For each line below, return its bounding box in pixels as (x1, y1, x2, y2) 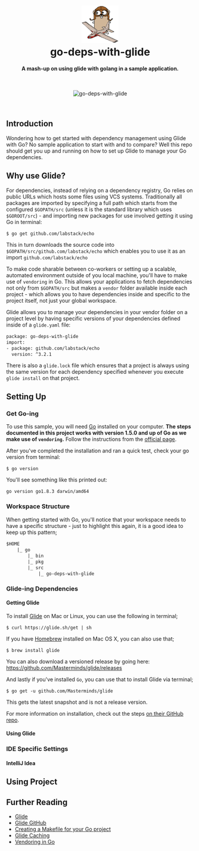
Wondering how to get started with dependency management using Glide (6, 134, 186, 142)
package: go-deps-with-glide (6, 333, 79, 339)
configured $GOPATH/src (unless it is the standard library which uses (6, 206, 172, 213)
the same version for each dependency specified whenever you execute (6, 368, 184, 375)
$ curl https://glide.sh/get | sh (6, 625, 92, 631)
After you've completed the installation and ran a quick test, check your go (6, 447, 189, 455)
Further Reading (6, 797, 68, 807)
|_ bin (27, 552, 44, 559)
